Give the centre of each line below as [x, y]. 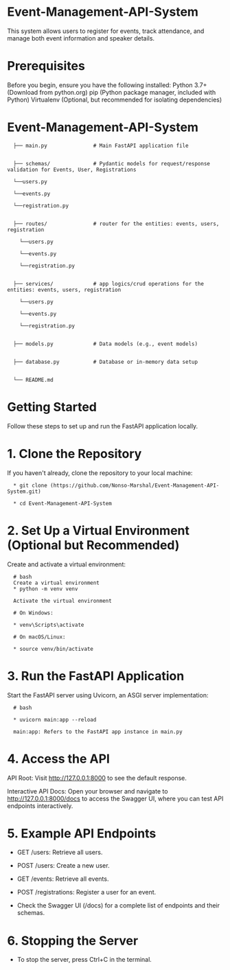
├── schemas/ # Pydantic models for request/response [112, 163]
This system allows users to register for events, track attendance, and [106, 31]
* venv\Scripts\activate [49, 625]
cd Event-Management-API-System [66, 503]
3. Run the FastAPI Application [96, 676]
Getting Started [52, 407]
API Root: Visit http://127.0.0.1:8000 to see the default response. [97, 778]
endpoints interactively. [40, 806]
